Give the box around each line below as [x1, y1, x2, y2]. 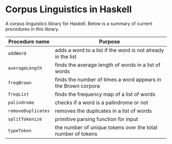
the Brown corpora [54, 82, 100, 89]
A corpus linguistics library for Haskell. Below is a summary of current [5, 20, 153, 27]
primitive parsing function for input [54, 115, 138, 123]
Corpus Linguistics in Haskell [5, 4, 132, 15]
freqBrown [8, 80, 32, 85]
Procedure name [8, 38, 50, 45]
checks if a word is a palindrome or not [54, 99, 148, 106]
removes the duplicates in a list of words [54, 107, 152, 114]
